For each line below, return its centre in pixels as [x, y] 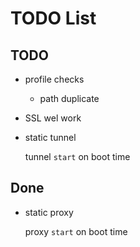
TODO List [53, 18]
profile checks [54, 79]
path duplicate [69, 98]
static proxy [49, 212]
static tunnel [50, 137]
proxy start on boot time [76, 231]
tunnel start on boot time [77, 156]
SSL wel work [53, 118]
